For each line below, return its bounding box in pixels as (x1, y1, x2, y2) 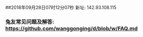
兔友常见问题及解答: (5, 18, 55, 25)
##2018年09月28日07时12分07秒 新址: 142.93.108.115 (5, 5, 116, 10)
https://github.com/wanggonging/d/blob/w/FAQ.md (5, 25, 138, 32)
